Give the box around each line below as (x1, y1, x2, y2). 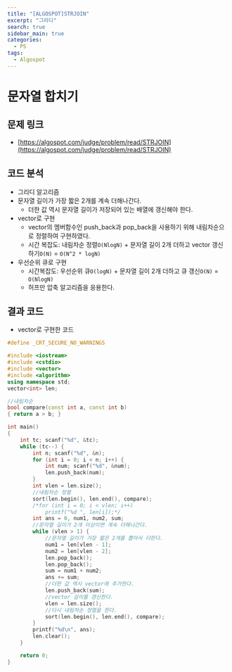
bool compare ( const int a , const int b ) (7, 404, 128, 412)
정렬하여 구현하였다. (35, 232, 91, 240)
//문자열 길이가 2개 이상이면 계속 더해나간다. (32, 521, 148, 528)
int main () (7, 424, 39, 431)
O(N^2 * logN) (59, 251, 101, 258)
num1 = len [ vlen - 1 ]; (44, 541, 112, 548)
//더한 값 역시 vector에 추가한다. (44, 581, 135, 588)
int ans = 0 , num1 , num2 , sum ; (32, 515, 124, 522)
